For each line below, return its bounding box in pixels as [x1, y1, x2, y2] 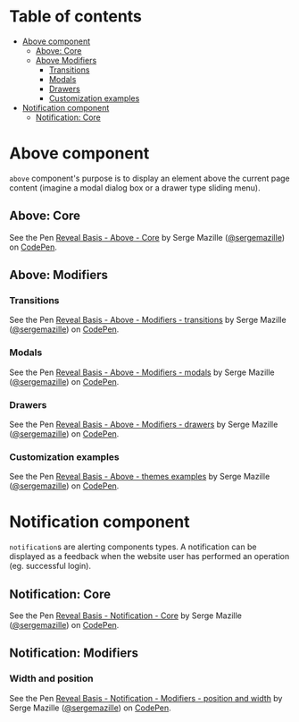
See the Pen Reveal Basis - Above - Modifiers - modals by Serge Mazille [9, 367, 275, 378]
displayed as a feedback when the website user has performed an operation [9, 551, 290, 562]
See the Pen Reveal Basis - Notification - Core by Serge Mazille [9, 610, 243, 621]
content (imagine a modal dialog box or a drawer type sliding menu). [9, 182, 261, 193]
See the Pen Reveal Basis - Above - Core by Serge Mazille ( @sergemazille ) [9, 232, 286, 242]
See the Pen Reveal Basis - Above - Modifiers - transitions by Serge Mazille [9, 315, 287, 326]
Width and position [9, 673, 94, 685]
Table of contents [9, 6, 143, 27]
